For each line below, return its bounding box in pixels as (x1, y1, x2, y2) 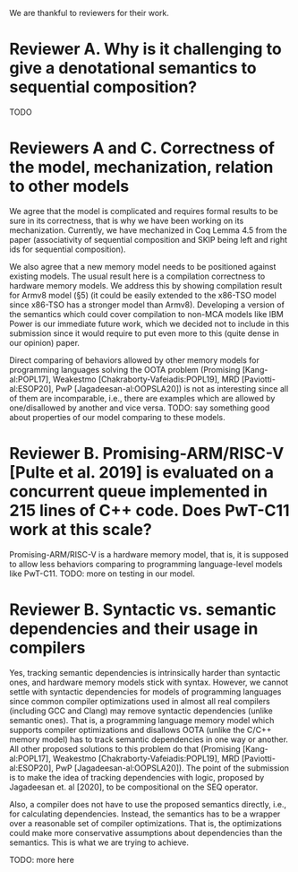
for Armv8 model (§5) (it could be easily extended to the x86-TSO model (9, 289, 277, 300)
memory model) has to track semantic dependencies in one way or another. (9, 734, 289, 745)
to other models (9, 177, 130, 196)
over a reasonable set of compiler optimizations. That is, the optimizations (9, 817, 282, 828)
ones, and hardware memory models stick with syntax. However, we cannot (9, 677, 289, 687)
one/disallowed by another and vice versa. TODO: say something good (9, 402, 270, 413)
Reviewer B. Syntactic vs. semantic (9, 600, 277, 619)
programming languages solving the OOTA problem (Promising (9, 364, 241, 375)
